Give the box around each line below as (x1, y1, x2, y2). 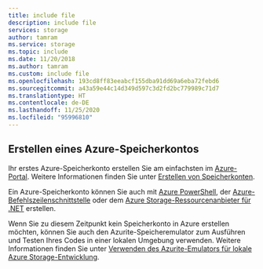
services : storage (8, 26, 68, 34)
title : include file (8, 11, 76, 20)
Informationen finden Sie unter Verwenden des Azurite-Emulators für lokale (8, 244, 253, 253)
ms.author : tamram (8, 63, 68, 71)
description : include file (8, 19, 97, 27)
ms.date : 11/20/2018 (8, 56, 76, 64)
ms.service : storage (8, 41, 76, 49)
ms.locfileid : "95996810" (8, 114, 93, 122)
